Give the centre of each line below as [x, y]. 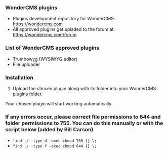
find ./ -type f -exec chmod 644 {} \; [55, 146]
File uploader [26, 64]
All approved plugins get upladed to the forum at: [64, 29]
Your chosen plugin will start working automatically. [59, 103]
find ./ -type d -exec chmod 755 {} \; [55, 141]
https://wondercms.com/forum [45, 35]
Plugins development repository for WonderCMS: [64, 19]
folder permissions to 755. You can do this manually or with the [84, 123]
